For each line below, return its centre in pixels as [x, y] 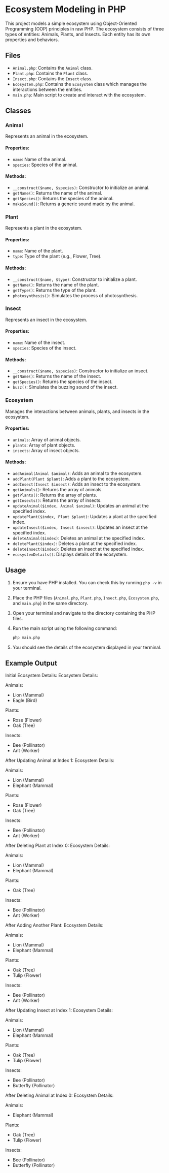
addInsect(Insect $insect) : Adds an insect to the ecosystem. [77, 484]
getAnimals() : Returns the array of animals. [57, 489]
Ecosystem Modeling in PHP [66, 9]
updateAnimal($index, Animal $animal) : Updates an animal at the [81, 505]
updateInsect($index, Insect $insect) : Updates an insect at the [80, 527]
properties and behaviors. [32, 40]
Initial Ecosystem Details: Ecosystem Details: [52, 675]
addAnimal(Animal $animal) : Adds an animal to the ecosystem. [77, 473]
